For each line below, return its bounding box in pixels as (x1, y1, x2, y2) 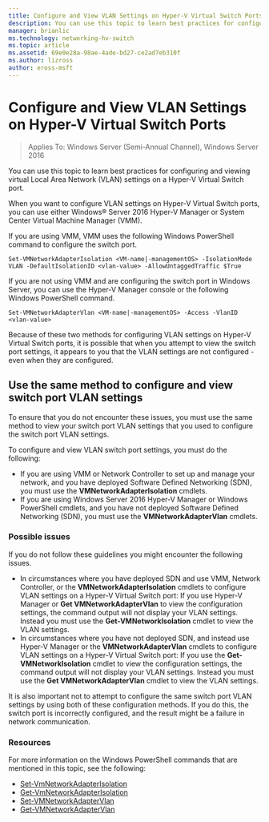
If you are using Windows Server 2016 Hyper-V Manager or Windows (19, 494, 248, 504)
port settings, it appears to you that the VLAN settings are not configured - (8, 346, 255, 357)
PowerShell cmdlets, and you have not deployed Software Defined (19, 502, 239, 513)
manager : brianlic (8, 26, 70, 34)
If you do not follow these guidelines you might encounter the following (8, 550, 243, 559)
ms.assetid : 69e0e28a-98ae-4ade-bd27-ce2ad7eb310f (8, 49, 181, 57)
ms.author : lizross (8, 57, 74, 65)
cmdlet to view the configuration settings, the (92, 659, 243, 668)
